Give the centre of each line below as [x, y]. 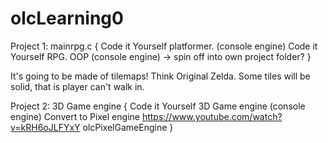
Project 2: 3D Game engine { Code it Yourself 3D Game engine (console [158, 106]
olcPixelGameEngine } [128, 127]
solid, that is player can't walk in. [77, 86]
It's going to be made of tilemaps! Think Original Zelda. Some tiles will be [160, 76]
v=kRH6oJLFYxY [45, 127]
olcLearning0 [67, 18]
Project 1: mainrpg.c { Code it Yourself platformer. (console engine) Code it [164, 46]
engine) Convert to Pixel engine [75, 116]
